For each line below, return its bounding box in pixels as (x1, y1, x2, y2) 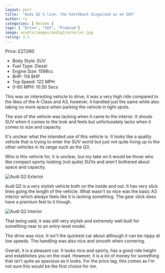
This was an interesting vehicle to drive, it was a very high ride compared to (5, 93, 159, 99)
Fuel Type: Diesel (12, 63, 48, 69)
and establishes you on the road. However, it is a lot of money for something (5, 252, 160, 259)
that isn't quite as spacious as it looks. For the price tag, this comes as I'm (5, 258, 155, 264)
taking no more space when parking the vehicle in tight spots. (5, 104, 130, 110)
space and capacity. (5, 164, 46, 170)
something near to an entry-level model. (5, 223, 86, 229)
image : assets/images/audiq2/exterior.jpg (5, 30, 93, 35)
